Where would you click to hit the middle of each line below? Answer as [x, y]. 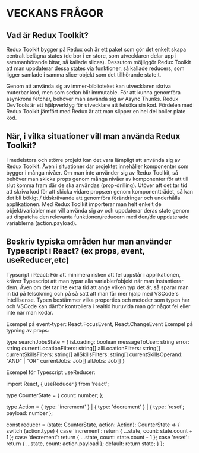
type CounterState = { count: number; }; [55, 395]
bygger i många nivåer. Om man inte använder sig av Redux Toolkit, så [92, 172]
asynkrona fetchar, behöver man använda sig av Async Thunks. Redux [92, 99]
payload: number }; [30, 413]
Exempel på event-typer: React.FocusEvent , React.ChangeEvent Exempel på [99, 324]
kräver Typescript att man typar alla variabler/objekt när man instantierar [95, 281]
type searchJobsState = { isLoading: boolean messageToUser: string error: [98, 341]
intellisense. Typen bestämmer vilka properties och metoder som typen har [98, 300]
